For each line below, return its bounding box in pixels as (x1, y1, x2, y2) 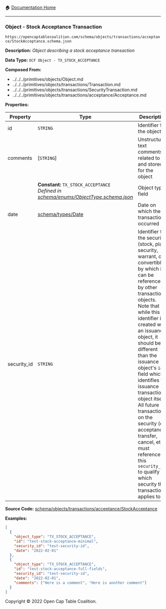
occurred (137, 220, 160, 227)
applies (137, 493, 155, 500)
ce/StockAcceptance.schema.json (5, 39, 72, 44)
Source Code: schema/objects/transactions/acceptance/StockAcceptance (5, 506, 158, 512)
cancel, (137, 439, 155, 446)
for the (137, 167, 154, 174)
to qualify (137, 468, 160, 475)
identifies (137, 377, 160, 384)
